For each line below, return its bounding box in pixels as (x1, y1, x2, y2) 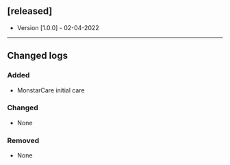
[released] (7, 5, 53, 17)
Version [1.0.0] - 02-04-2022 (16, 23, 99, 31)
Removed (7, 136, 40, 145)
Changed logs (7, 50, 68, 62)
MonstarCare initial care (16, 86, 85, 94)
